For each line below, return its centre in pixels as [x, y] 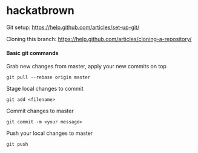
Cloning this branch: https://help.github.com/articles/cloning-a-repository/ [99, 39]
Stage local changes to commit [45, 89]
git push [17, 145]
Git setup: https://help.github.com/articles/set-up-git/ [73, 27]
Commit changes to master [40, 111]
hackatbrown [40, 11]
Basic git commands [32, 53]
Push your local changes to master [50, 133]
